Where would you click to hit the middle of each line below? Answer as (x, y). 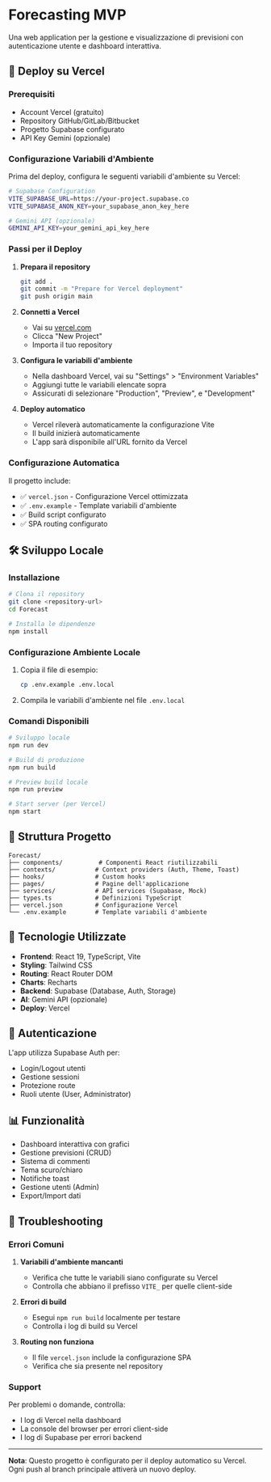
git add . (37, 282)
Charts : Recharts (49, 982)
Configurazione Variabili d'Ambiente (81, 159)
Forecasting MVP (67, 15)
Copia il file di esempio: (59, 670)
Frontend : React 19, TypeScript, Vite (80, 956)
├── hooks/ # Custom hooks (77, 876)
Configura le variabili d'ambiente (76, 361)
